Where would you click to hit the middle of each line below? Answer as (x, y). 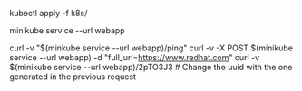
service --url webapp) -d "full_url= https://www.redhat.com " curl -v (135, 57)
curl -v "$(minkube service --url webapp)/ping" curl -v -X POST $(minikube (151, 48)
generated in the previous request (73, 77)
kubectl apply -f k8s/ (49, 13)
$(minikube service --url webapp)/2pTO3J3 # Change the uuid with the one (151, 67)
